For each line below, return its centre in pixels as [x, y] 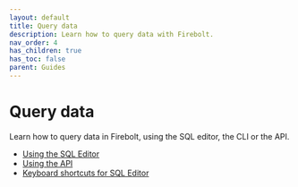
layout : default [39, 17]
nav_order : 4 [34, 42]
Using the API [47, 163]
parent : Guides [38, 68]
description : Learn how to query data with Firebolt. [112, 34]
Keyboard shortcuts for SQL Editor [85, 173]
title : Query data [43, 26]
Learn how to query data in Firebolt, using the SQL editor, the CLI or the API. [149, 136]
